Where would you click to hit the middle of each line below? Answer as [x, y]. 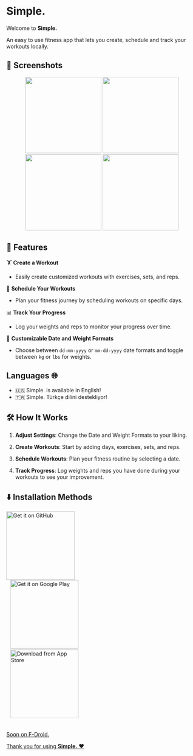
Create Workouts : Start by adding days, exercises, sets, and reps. [98, 447]
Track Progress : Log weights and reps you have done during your [97, 471]
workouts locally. [27, 46]
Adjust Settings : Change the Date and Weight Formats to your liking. [101, 435]
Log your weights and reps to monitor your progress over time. [93, 327]
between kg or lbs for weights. [53, 356]
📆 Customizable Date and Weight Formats [60, 338]
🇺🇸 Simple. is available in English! [58, 390]
